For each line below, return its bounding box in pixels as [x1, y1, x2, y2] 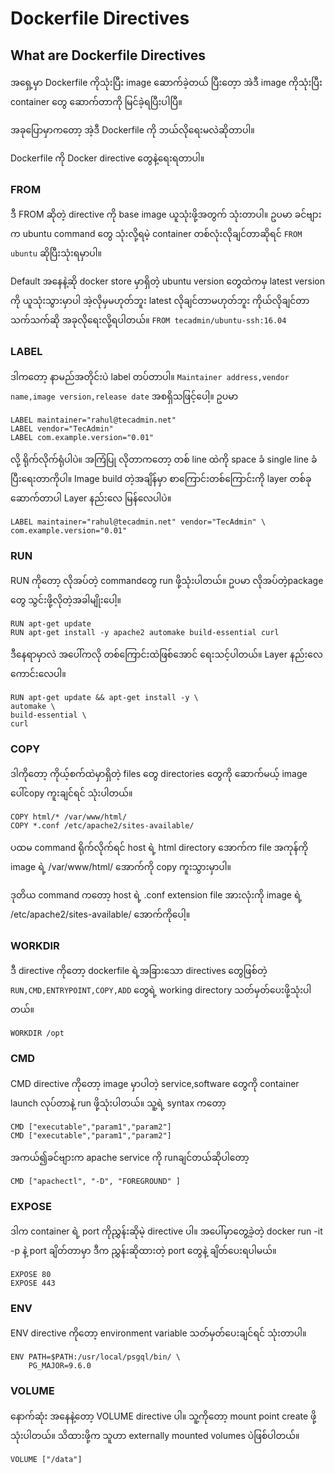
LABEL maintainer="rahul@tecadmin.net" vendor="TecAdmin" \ [10, 517, 267, 527]
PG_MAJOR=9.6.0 [28, 1361, 92, 1371]
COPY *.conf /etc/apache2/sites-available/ [10, 821, 195, 831]
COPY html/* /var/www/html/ [10, 812, 128, 822]
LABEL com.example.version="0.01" [10, 432, 155, 442]
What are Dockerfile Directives [10, 47, 207, 64]
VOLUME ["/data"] [10, 1454, 83, 1464]
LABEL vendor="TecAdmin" [10, 423, 114, 434]
